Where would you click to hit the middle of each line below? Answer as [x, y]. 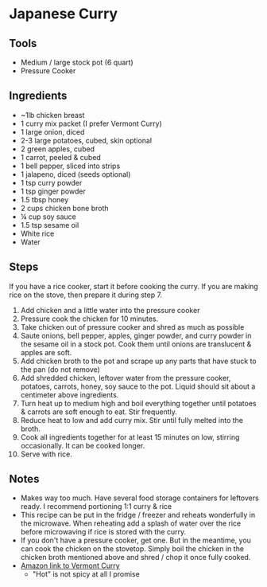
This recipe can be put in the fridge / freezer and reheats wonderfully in [138, 515]
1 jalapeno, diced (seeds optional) [75, 174]
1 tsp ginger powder [53, 191]
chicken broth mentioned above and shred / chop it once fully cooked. [135, 558]
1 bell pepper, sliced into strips [70, 166]
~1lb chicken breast [52, 115]
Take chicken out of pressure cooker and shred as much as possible [132, 327]
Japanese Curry [64, 14]
